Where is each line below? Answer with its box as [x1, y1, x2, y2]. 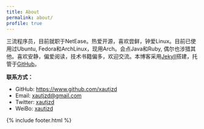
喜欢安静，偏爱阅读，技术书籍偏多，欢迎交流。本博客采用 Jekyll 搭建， [16, 53, 192, 60]
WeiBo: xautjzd [15, 105, 53, 113]
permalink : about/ [6, 15, 53, 21]
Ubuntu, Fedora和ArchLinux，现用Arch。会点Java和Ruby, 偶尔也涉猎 [16, 45, 191, 52]
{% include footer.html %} [6, 117, 72, 124]
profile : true [6, 20, 43, 26]
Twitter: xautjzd [15, 99, 55, 106]
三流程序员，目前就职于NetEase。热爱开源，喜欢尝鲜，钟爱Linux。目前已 [6, 38, 191, 45]
